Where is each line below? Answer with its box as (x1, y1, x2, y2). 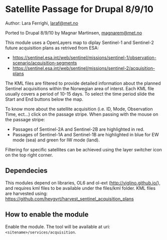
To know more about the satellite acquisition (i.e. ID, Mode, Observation (5, 106, 153, 112)
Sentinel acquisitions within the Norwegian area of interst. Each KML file (5, 85, 154, 91)
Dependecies (5, 166, 48, 175)
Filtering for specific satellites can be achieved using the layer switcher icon (5, 146, 162, 152)
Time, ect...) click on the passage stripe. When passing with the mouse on (5, 111, 158, 117)
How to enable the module (5, 210, 89, 219)
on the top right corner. (5, 152, 53, 158)
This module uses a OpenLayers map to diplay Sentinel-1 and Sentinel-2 (5, 39, 154, 46)
